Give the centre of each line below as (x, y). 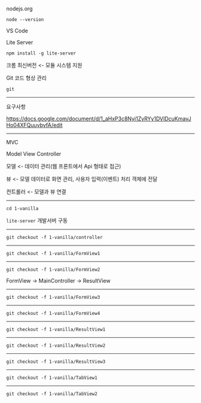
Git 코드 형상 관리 (26, 78)
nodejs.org (19, 9)
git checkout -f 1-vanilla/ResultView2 (56, 346)
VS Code (17, 31)
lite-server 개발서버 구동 (37, 220)
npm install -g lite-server (41, 53)
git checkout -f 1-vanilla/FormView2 (53, 269)
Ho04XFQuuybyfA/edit (34, 125)
